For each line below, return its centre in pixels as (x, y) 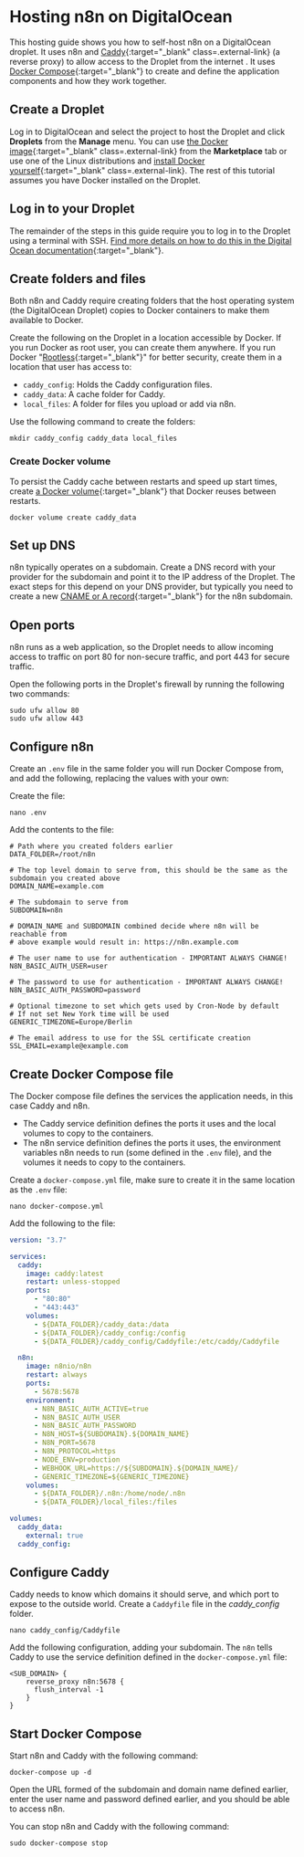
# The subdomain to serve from (69, 902)
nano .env (28, 813)
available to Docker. (47, 320)
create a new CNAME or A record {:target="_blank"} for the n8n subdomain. (152, 596)
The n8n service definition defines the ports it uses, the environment (152, 1142)
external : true (55, 1536)
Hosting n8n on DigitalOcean (121, 17)
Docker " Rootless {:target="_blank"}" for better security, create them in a (146, 357)
